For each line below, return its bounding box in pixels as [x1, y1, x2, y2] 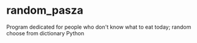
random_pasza [6, 4, 84, 17]
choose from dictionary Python [6, 29, 84, 36]
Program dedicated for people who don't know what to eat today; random [6, 23, 192, 30]
